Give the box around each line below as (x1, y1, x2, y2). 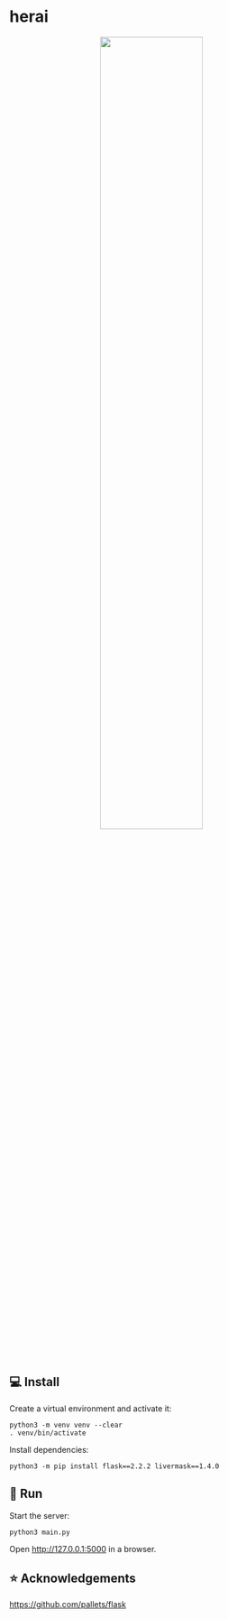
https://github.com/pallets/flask (9, 1599, 126, 1610)
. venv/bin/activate (9, 1428, 87, 1438)
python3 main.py (9, 1528, 70, 1537)
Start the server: (9, 1510, 70, 1521)
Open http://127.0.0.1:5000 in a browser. (9, 1543, 157, 1554)
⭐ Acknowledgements (9, 1570, 137, 1586)
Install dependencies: (9, 1444, 89, 1455)
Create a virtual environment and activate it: (9, 1402, 172, 1414)
